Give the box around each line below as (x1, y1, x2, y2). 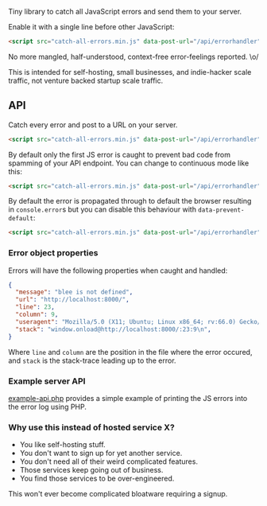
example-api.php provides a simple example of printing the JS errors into (8, 393, 248, 403)
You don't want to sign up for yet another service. (19, 449, 183, 458)
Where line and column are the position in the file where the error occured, (8, 347, 253, 356)
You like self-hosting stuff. (19, 440, 106, 450)
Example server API (8, 376, 86, 387)
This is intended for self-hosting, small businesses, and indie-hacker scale (8, 67, 252, 76)
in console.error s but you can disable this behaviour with (8, 204, 197, 214)
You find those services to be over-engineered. (19, 473, 175, 484)
